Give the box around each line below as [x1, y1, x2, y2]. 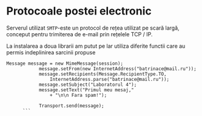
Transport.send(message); [38, 103, 104, 109]
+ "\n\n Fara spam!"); [49, 92, 107, 98]
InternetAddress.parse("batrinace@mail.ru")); [49, 76, 170, 82]
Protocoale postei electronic [6, 4, 152, 18]
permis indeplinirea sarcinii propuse [6, 48, 96, 56]
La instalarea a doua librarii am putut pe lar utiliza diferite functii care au [6, 42, 186, 50]
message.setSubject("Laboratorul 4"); [38, 82, 137, 88]
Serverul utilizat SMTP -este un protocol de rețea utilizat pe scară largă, [6, 24, 180, 31]
